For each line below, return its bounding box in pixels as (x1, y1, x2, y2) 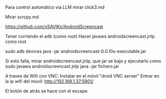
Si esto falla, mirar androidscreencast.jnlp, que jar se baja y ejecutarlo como (5, 58, 162, 64)
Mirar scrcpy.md (5, 14, 39, 19)
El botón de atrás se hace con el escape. (5, 88, 89, 94)
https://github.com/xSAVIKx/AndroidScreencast (5, 23, 103, 29)
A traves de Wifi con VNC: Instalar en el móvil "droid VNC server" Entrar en (5, 73, 160, 79)
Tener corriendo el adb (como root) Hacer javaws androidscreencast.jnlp (5, 33, 155, 39)
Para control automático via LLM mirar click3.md (5, 4, 105, 10)
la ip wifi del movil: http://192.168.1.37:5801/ (5, 78, 94, 84)
